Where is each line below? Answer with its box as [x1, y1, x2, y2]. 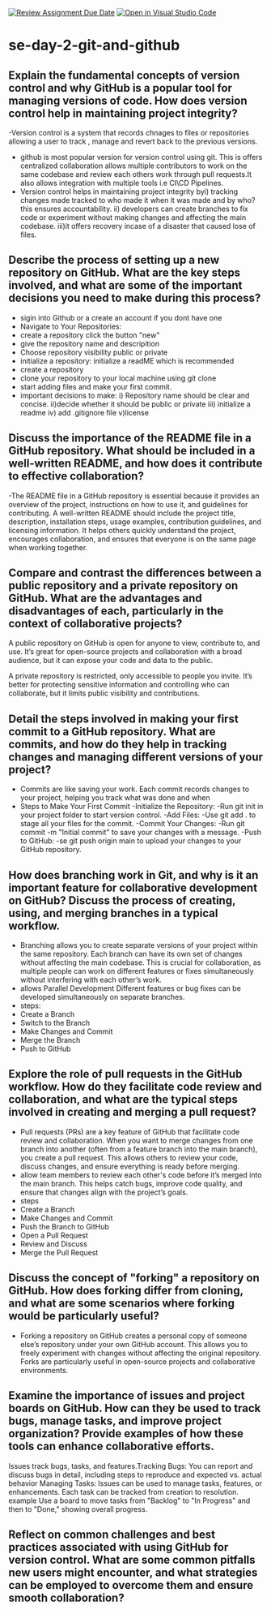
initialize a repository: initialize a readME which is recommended [19, 355, 235, 365]
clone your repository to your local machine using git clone [19, 373, 217, 383]
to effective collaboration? [8, 469, 144, 483]
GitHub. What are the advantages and [8, 592, 202, 605]
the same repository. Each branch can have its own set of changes [19, 949, 243, 959]
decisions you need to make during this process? [8, 291, 261, 305]
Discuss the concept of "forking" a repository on [8, 1271, 260, 1285]
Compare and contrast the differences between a [8, 566, 262, 580]
